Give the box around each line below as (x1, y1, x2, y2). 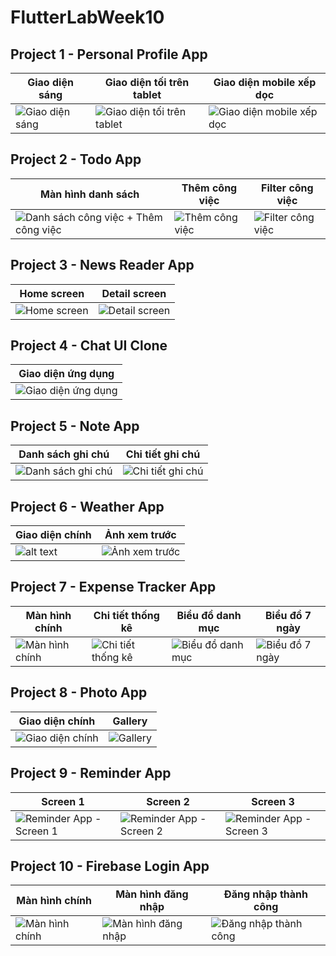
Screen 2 (146, 794, 190, 808)
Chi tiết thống (93, 608, 160, 622)
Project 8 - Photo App (10, 684, 148, 701)
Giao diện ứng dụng (18, 367, 115, 381)
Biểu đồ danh (176, 608, 242, 622)
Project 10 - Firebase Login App (10, 857, 210, 875)
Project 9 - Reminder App (10, 765, 172, 782)
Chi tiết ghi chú (125, 447, 201, 461)
